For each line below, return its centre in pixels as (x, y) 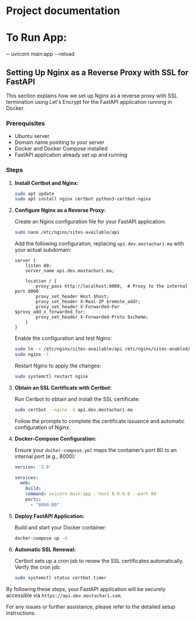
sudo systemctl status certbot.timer (61, 578)
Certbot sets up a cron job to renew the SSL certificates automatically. (99, 561)
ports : (33, 500)
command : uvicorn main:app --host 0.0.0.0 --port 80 (91, 494)
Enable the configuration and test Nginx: (63, 338)
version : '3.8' (33, 467)
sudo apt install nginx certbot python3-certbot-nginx (83, 199)
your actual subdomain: (43, 250)
